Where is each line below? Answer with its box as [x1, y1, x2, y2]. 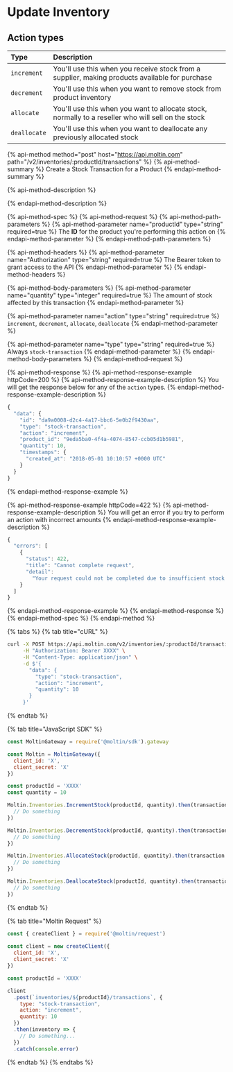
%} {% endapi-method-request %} [83, 355, 183, 363]
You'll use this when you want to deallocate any [53, 124, 208, 133]
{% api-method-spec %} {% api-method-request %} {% [7, 213, 169, 221]
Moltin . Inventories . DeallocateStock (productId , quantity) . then [7, 878, 194, 885]
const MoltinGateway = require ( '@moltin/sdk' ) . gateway [7, 738, 169, 745]
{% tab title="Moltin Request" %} [7, 917, 102, 925]
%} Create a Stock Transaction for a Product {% [35, 165, 173, 173]
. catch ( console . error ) [13, 1045, 79, 1053]
